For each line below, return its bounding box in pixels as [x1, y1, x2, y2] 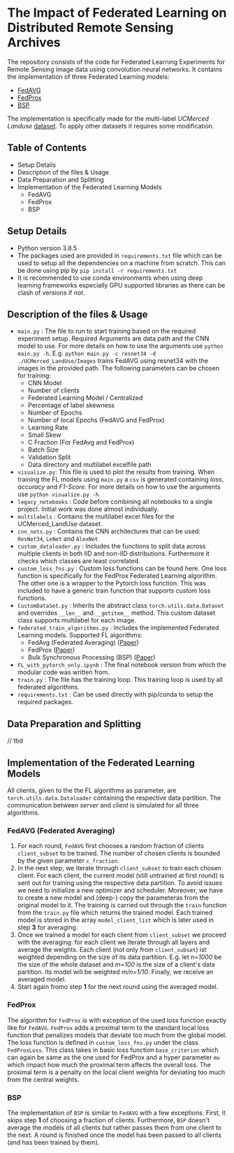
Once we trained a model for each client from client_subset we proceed [17, 930, 227, 939]
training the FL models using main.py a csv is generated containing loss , [17, 475, 224, 484]
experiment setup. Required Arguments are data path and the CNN [17, 334, 210, 343]
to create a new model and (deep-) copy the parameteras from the [17, 893, 210, 902]
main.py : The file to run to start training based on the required [17, 327, 196, 336]
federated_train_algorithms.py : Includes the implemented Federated [17, 623, 219, 632]
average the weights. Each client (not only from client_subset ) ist [17, 946, 207, 954]
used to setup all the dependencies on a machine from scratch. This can [17, 258, 226, 267]
